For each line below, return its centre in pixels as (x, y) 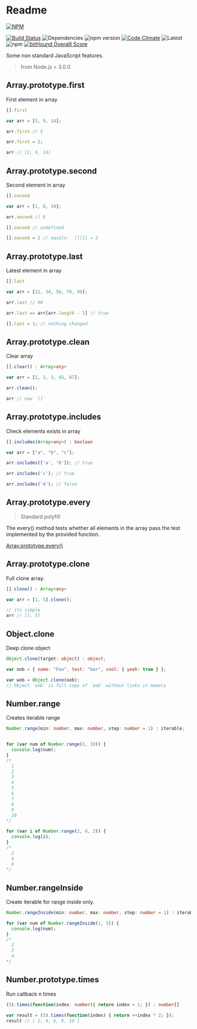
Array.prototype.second (52, 171)
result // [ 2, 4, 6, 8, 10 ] (43, 1021)
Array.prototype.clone (48, 564)
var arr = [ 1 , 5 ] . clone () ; (39, 599)
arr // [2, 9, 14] (28, 153)
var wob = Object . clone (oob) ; (43, 680)
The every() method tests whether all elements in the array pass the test (93, 528)
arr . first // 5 (25, 131)
